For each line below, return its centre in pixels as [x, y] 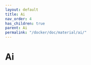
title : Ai [15, 14]
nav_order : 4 [18, 19]
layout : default [22, 10]
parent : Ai [16, 28]
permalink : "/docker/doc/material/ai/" [46, 32]
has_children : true [25, 23]
